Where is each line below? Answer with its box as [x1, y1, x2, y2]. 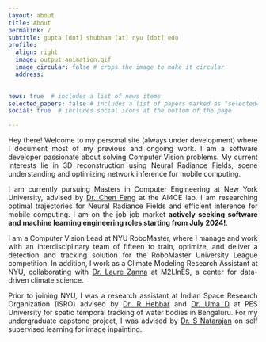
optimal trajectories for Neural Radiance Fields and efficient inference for [8, 201, 258, 211]
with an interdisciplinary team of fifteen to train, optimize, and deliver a [8, 242, 258, 252]
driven [8, 275, 29, 285]
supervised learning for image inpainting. [8, 325, 142, 334]
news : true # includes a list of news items [8, 92, 161, 100]
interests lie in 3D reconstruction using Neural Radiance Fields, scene [8, 161, 258, 170]
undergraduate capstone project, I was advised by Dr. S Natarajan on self [8, 316, 258, 325]
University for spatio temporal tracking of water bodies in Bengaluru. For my [8, 308, 258, 317]
